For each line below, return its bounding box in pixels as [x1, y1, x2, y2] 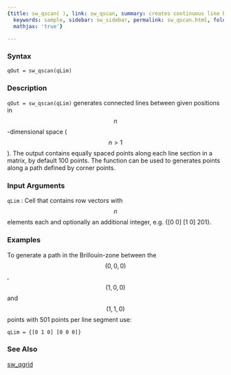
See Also [7, 345, 38, 354]
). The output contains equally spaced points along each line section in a [7, 149, 213, 157]
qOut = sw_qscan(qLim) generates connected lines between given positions [7, 98, 220, 107]
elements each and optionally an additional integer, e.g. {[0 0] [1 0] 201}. [7, 218, 212, 226]
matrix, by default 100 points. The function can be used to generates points [7, 156, 221, 164]
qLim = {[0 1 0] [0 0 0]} [7, 328, 81, 336]
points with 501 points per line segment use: [7, 315, 132, 323]
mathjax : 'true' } [13, 23, 63, 30]
